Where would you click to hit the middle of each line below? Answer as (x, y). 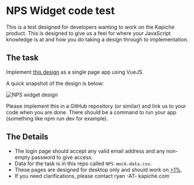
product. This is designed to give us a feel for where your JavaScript (89, 33)
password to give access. (62, 157)
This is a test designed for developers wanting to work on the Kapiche (90, 27)
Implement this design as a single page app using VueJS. (75, 72)
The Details (27, 137)
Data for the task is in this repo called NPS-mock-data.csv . (83, 163)
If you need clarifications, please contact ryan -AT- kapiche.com (92, 176)
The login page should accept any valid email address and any (90, 151)
